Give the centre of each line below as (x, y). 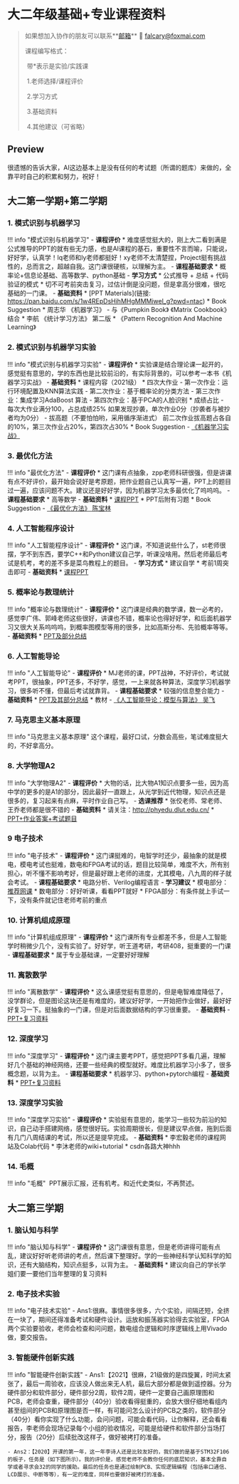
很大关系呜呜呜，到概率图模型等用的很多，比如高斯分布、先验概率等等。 (126, 627)
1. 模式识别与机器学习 (44, 223)
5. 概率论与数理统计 (41, 592)
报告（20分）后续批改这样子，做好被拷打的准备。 (92, 1437)
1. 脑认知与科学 (33, 1230)
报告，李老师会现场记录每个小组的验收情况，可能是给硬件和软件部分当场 (113, 1428)
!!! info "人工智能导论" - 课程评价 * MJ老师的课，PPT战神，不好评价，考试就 (118, 673)
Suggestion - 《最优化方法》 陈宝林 (59, 508)
